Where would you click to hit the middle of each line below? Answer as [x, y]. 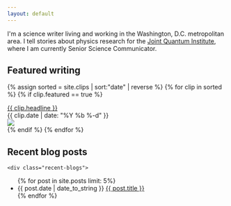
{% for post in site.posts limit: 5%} [66, 181]
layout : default [31, 14]
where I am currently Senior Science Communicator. [82, 48]
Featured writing [44, 71]
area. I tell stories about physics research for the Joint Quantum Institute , [112, 41]
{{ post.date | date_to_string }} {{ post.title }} [81, 189]
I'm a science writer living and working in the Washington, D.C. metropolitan [116, 34]
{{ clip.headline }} [32, 108]
